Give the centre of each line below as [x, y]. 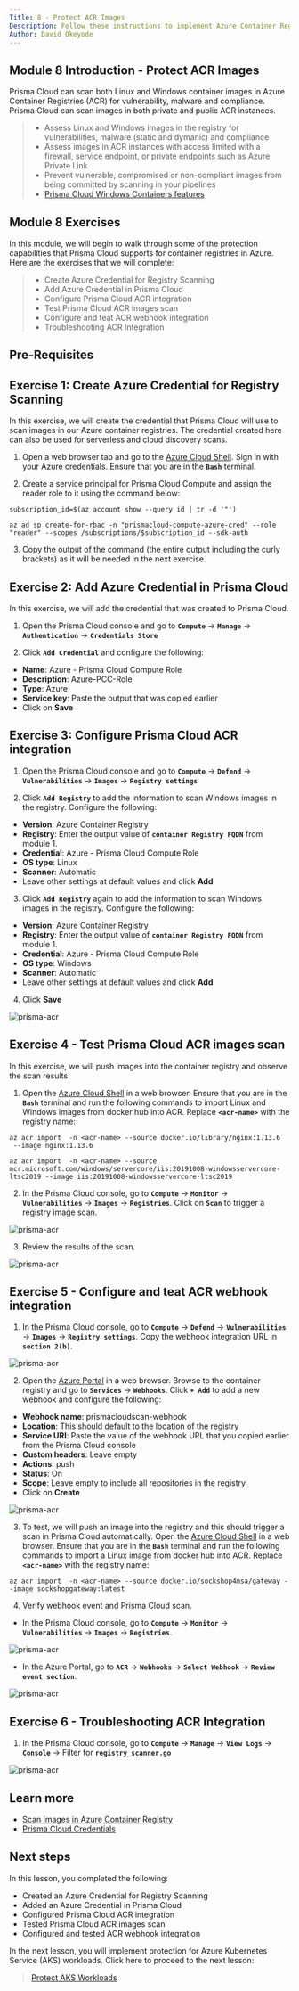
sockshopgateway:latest [81, 1589]
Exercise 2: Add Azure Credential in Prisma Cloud [149, 587]
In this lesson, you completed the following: [89, 1878]
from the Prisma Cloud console [79, 1446]
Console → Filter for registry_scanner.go [97, 1753]
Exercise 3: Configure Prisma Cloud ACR [124, 736]
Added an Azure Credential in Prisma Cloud [102, 1905]
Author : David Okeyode [51, 34]
